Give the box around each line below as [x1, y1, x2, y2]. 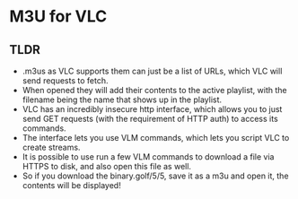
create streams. [22, 142, 81, 152]
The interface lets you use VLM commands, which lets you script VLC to [22, 133, 290, 143]
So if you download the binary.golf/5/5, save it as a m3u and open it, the [22, 170, 289, 181]
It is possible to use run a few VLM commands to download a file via [22, 151, 275, 162]
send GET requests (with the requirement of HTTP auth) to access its [22, 114, 278, 124]
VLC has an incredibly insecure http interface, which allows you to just [22, 104, 283, 114]
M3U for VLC [9, 6, 108, 27]
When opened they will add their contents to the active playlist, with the [22, 85, 287, 95]
